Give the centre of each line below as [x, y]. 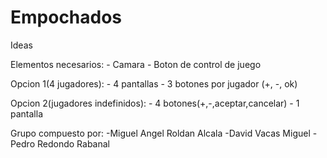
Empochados [66, 17]
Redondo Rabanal [73, 143]
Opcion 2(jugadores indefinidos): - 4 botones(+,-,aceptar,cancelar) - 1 [155, 103]
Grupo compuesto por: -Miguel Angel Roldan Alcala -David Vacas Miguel [160, 133]
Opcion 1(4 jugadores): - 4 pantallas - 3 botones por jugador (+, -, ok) [154, 83]
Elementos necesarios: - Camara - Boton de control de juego [136, 64]
